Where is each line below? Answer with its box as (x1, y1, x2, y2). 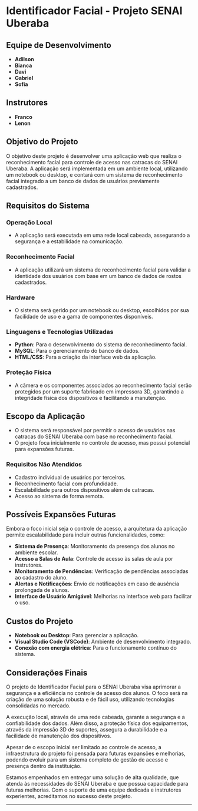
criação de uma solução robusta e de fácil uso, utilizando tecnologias (6, 696, 175, 703)
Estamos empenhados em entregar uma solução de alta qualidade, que (6, 774, 179, 781)
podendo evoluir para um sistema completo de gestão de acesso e (6, 756, 169, 763)
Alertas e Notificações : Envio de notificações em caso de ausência (14, 580, 180, 587)
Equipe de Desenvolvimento (6, 40, 112, 50)
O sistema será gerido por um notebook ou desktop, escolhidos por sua (14, 306, 190, 313)
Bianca (14, 62, 32, 69)
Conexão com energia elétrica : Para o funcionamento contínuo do (14, 644, 177, 651)
